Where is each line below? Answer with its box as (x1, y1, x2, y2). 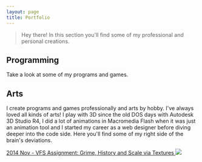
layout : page (6, 8, 39, 15)
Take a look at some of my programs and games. (6, 71, 129, 79)
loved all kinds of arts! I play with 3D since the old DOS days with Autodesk (6, 111, 194, 118)
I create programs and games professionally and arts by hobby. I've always (6, 105, 194, 112)
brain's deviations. (6, 137, 53, 144)
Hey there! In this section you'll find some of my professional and (21, 31, 184, 38)
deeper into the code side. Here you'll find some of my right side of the (6, 131, 184, 138)
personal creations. (21, 37, 70, 45)
